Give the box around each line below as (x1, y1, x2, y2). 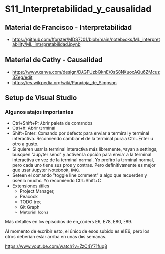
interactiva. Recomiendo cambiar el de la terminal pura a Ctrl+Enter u (12, 135, 153, 141)
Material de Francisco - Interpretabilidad (5, 23, 132, 32)
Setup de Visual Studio (5, 94, 77, 102)
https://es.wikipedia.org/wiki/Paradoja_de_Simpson (12, 79, 117, 85)
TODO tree (19, 199, 42, 205)
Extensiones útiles (12, 183, 50, 189)
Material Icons (19, 209, 49, 215)
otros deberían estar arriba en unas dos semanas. (5, 233, 107, 239)
